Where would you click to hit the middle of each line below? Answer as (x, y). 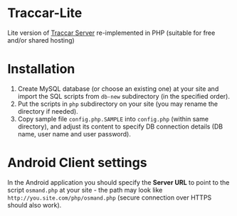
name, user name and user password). (74, 134)
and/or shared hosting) (41, 40)
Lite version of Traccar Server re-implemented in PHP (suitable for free (111, 33)
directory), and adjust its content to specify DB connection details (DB (120, 126)
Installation (41, 69)
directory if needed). (48, 111)
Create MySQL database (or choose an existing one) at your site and (118, 88)
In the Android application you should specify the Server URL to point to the (118, 182)
